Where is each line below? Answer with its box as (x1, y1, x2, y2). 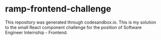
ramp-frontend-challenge (5, 3, 111, 14)
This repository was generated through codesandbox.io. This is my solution (5, 19, 157, 25)
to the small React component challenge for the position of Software (5, 24, 142, 30)
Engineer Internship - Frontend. (5, 29, 68, 35)
